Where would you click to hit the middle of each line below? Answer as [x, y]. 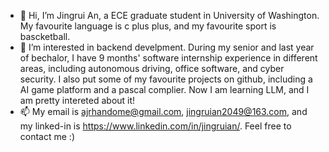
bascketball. [45, 36]
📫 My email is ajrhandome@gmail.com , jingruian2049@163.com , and [163, 111]
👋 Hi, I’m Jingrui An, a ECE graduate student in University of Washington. [169, 15]
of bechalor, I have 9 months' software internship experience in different [168, 58]
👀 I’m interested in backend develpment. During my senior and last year [167, 47]
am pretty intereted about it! [77, 100]
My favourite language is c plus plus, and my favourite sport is [148, 26]
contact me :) [47, 136]
